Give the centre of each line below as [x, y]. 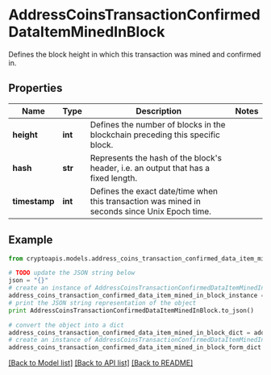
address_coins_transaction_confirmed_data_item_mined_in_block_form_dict [135, 348]
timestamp [33, 201]
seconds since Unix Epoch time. [151, 211]
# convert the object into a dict [67, 325]
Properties [35, 88]
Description [159, 110]
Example [31, 240]
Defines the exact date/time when [154, 191]
